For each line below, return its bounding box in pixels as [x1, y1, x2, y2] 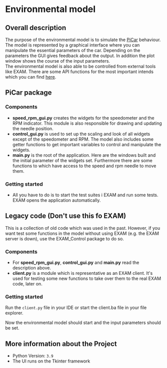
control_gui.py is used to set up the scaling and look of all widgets [12, 131, 150, 137]
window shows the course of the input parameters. [5, 58, 110, 64]
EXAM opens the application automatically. [12, 197, 101, 203]
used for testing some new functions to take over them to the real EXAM [12, 275, 161, 281]
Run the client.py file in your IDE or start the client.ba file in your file [5, 304, 147, 311]
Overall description [5, 24, 66, 32]
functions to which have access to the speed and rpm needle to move [12, 163, 156, 169]
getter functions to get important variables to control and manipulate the [12, 141, 161, 147]
